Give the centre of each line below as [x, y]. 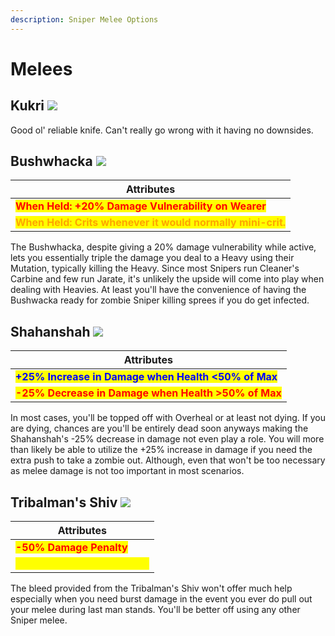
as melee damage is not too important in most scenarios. [127, 471]
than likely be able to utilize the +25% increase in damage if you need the [161, 450]
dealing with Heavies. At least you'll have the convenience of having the [158, 290]
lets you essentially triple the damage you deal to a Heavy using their [152, 258]
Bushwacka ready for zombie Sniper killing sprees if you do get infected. [160, 300]
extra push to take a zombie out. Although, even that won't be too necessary [168, 460]
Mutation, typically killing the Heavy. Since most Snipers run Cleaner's [155, 268]
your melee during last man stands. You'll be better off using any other [155, 610]
